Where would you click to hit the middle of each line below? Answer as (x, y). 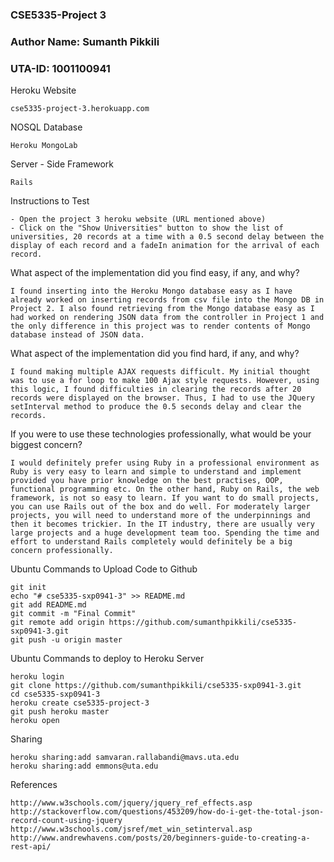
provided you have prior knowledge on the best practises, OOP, (147, 481)
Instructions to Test (50, 201)
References (34, 785)
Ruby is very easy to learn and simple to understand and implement (156, 472)
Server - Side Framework (62, 164)
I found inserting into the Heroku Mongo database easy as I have (151, 291)
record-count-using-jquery (66, 821)
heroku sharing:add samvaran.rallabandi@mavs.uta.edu (125, 758)
